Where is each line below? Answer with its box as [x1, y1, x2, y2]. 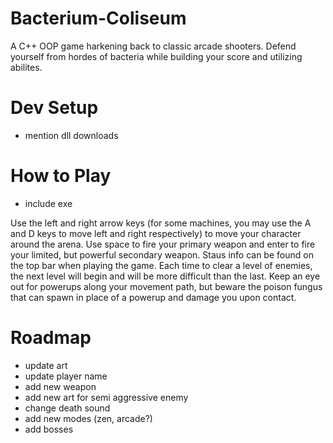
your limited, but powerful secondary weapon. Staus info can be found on [10, 248, 314, 261]
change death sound [24, 402, 111, 414]
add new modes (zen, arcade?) [24, 412, 153, 424]
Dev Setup [10, 97, 99, 119]
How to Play [10, 165, 112, 187]
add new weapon [24, 380, 97, 392]
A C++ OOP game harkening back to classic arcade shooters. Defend [10, 40, 297, 52]
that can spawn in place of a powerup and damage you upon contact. [10, 291, 297, 303]
